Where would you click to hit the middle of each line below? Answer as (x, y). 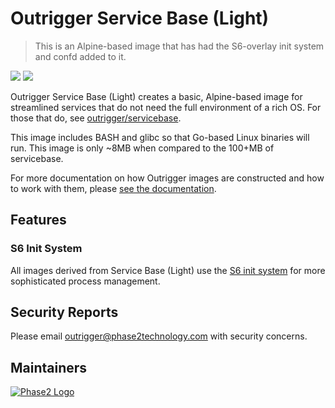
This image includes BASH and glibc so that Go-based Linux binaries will (160, 137)
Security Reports (64, 312)
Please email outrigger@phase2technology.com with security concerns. (159, 336)
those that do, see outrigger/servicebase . (96, 118)
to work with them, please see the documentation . (113, 188)
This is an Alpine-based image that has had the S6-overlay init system (179, 46)
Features (38, 220)
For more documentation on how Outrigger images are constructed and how (167, 178)
